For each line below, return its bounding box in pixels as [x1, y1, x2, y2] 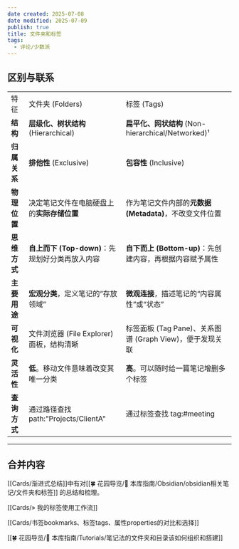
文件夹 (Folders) [28, 99, 83, 109]
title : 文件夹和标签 [7, 30, 62, 38]
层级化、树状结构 [28, 118, 86, 128]
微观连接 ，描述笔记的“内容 [125, 288, 215, 298]
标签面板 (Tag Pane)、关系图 [125, 323, 222, 333]
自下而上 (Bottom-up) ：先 [125, 243, 215, 253]
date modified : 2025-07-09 [7, 17, 87, 24]
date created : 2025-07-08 [7, 10, 84, 18]
